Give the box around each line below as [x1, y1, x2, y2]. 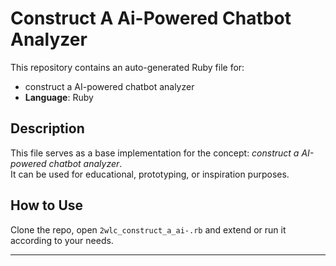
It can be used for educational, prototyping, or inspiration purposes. [10, 168, 290, 180]
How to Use [10, 197, 84, 214]
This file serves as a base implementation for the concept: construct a [10, 147, 300, 159]
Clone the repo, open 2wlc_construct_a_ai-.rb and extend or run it [10, 223, 287, 236]
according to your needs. [10, 234, 114, 246]
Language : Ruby [24, 91, 94, 103]
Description [10, 120, 85, 137]
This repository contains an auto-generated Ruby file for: [10, 61, 245, 73]
